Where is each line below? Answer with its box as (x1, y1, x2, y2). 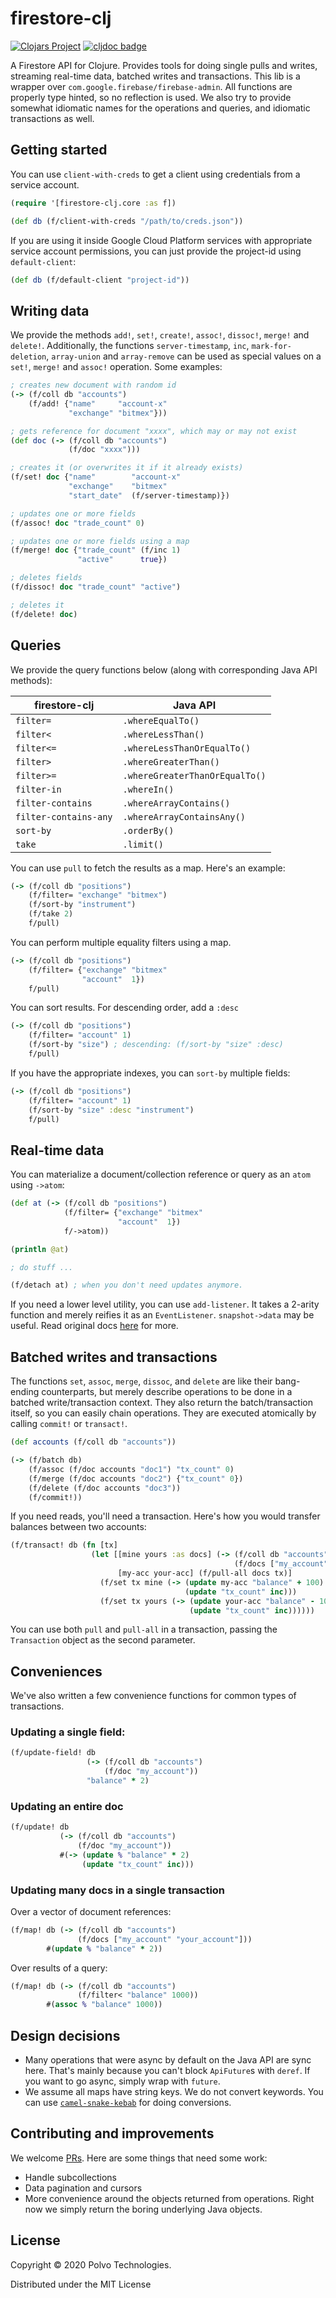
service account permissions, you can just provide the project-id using (10, 245, 302, 257)
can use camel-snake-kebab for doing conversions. (24, 2097, 232, 2109)
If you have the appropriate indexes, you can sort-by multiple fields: (10, 1067, 291, 1079)
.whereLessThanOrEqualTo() (122, 742, 252, 754)
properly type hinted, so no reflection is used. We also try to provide (10, 91, 292, 103)
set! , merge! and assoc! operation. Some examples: (10, 361, 223, 373)
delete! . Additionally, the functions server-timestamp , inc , (10, 340, 250, 352)
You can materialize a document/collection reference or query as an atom (10, 1168, 311, 1181)
